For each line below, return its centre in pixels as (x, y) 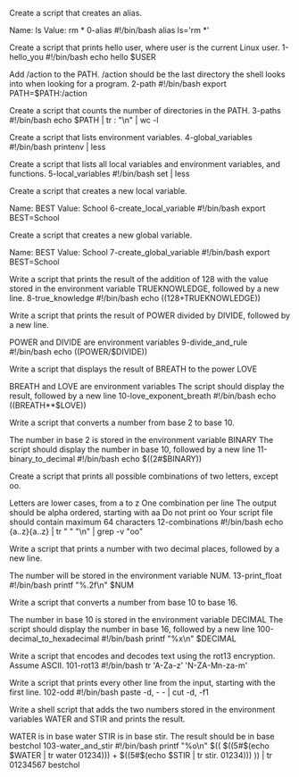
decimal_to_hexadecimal (54, 639)
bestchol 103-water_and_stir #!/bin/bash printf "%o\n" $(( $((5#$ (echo (139, 746)
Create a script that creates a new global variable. (101, 235)
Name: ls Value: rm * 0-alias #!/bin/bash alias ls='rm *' (109, 30)
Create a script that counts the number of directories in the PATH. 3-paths (145, 110)
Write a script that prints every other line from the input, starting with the (142, 683)
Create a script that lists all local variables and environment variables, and (145, 164)
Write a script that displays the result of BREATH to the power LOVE (133, 369)
